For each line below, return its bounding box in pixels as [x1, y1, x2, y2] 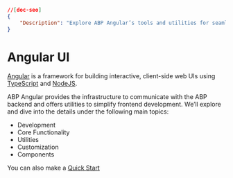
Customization [17, 143, 59, 152]
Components [17, 150, 55, 159]
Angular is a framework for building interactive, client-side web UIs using [7, 72, 216, 80]
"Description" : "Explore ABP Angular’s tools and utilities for [19, 19, 209, 26]
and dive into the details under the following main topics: [7, 107, 169, 116]
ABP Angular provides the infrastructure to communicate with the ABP [7, 93, 207, 101]
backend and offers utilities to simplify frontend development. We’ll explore [7, 100, 222, 109]
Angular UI [7, 49, 70, 65]
